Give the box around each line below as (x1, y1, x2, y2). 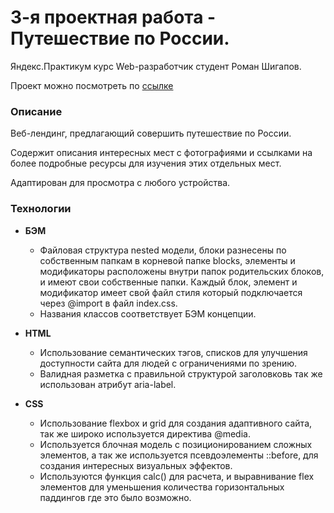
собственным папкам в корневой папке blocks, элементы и (39, 254, 296, 266)
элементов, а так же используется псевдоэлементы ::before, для (39, 449, 319, 461)
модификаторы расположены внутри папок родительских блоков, (39, 265, 325, 277)
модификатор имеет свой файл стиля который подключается (39, 286, 303, 298)
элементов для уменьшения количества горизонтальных (39, 481, 285, 493)
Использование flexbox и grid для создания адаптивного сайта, (39, 417, 313, 429)
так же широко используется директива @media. (39, 427, 251, 440)
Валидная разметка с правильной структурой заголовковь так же (39, 367, 323, 380)
